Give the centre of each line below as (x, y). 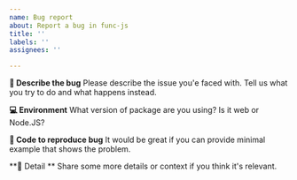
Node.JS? (27, 123)
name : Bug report (41, 17)
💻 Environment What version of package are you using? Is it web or (134, 110)
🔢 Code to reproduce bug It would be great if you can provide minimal (137, 140)
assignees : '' (35, 50)
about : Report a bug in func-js (69, 26)
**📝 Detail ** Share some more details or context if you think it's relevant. (143, 166)
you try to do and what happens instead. (83, 93)
